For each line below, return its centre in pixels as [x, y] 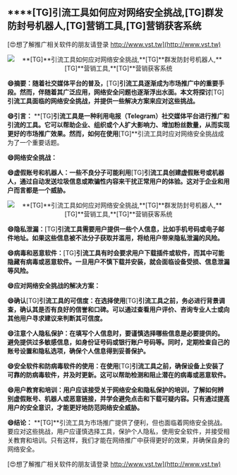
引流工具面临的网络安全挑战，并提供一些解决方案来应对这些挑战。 [103, 100]
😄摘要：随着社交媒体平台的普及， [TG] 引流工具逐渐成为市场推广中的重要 [113, 83]
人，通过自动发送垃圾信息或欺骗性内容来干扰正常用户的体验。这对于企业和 [115, 181]
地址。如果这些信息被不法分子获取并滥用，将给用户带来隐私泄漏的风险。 [118, 237]
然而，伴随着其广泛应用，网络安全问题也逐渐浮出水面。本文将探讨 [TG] [122, 92]
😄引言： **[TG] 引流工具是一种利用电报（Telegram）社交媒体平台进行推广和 [119, 116]
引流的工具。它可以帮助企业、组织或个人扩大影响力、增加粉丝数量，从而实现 [119, 124]
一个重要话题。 [41, 142]
